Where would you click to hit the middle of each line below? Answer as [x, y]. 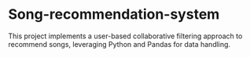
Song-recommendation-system [114, 14]
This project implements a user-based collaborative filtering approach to [125, 36]
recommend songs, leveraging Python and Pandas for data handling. [119, 44]
